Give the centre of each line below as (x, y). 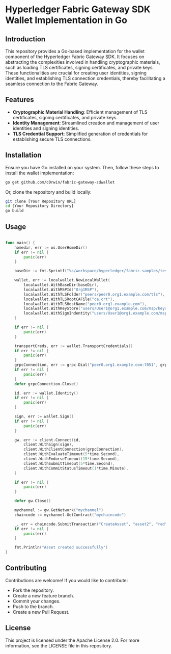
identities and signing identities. (46, 128)
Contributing (26, 568)
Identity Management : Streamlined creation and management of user (86, 123)
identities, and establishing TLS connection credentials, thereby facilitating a (85, 78)
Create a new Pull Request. (41, 612)
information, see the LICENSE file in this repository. (59, 645)
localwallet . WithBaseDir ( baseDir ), (61, 285)
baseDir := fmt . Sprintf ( (41, 271)
